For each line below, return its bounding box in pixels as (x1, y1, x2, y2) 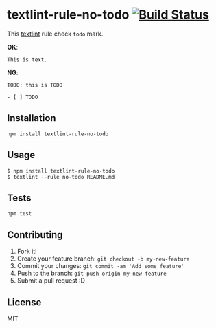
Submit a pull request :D (16, 276, 86, 285)
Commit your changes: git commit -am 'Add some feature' (16, 262, 185, 270)
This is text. (7, 56, 48, 63)
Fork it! (16, 248, 38, 256)
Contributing (7, 229, 63, 241)
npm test (7, 210, 32, 217)
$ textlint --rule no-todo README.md (7, 173, 115, 180)
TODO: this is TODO (7, 81, 63, 89)
